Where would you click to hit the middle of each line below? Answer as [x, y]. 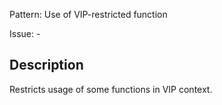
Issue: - [25, 33]
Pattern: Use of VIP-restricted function [88, 14]
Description [46, 65]
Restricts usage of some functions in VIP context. [111, 89]
